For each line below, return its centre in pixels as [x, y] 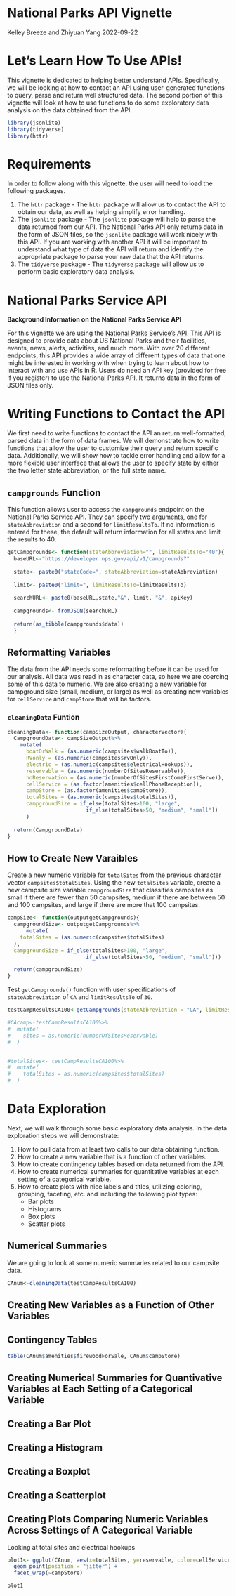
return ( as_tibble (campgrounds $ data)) [69, 624]
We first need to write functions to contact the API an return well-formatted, [117, 433]
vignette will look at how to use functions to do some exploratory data [108, 103]
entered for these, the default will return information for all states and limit [114, 532]
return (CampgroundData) [48, 830]
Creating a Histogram [55, 1447]
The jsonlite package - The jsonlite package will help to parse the [117, 220]
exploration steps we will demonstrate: [63, 1135]
